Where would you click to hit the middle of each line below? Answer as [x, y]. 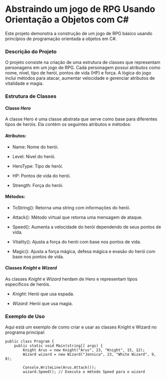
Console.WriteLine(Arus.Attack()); [60, 368]
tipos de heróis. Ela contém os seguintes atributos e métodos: [68, 125]
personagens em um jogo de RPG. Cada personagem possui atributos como [83, 67]
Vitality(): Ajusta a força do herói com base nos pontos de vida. [77, 242]
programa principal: [25, 332]
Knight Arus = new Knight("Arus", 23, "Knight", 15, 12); [84, 350]
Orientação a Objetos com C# [67, 20]
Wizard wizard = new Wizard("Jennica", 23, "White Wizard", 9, [89, 355]
